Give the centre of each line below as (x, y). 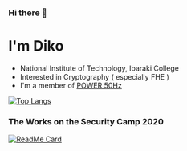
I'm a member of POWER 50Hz (71, 85)
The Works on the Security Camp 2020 (86, 121)
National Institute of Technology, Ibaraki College (99, 68)
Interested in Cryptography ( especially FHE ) (95, 76)
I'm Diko (36, 46)
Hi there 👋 (28, 13)
